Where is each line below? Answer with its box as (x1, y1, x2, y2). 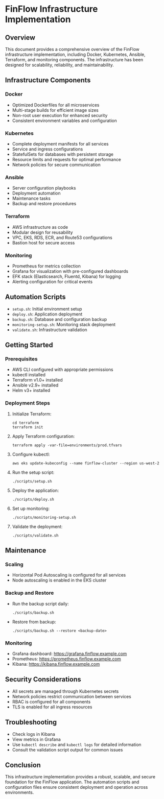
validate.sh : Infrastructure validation (12, 327, 87, 333)
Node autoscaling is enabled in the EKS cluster (12, 577, 107, 583)
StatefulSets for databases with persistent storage (12, 151, 114, 157)
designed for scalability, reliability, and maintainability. (5, 62, 114, 68)
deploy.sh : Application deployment (12, 311, 83, 317)
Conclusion (5, 761, 41, 769)
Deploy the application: (12, 487, 59, 493)
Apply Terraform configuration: (12, 433, 75, 439)
